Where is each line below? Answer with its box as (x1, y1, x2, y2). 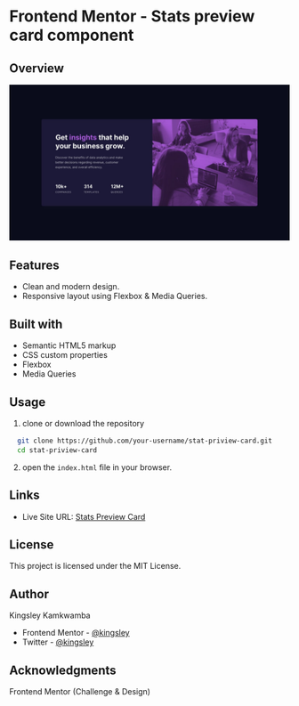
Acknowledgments (9, 662, 117, 678)
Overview (9, 61, 65, 76)
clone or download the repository (21, 418, 145, 428)
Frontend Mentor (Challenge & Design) (9, 686, 151, 696)
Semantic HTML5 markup (21, 340, 117, 351)
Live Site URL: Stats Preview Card (21, 511, 146, 522)
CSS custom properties (21, 350, 109, 361)
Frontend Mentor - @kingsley (21, 628, 131, 638)
